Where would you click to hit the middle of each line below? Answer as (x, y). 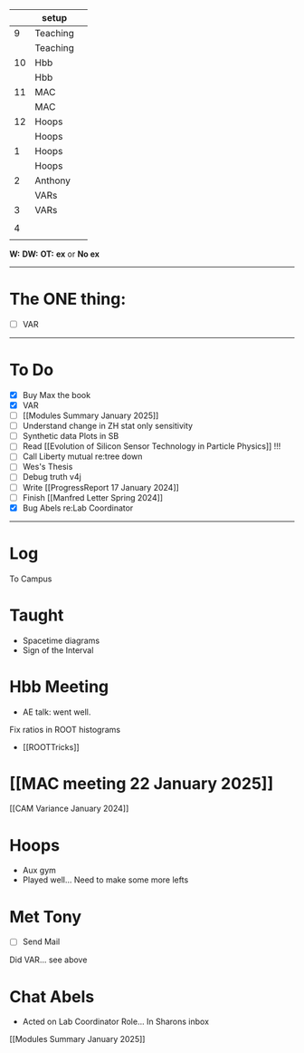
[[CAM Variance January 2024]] (69, 809)
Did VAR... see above (48, 960)
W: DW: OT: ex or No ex (54, 254)
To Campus (31, 579)
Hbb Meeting (59, 686)
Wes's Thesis (47, 467)
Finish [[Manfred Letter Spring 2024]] (93, 497)
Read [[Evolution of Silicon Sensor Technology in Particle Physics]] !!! (152, 446)
